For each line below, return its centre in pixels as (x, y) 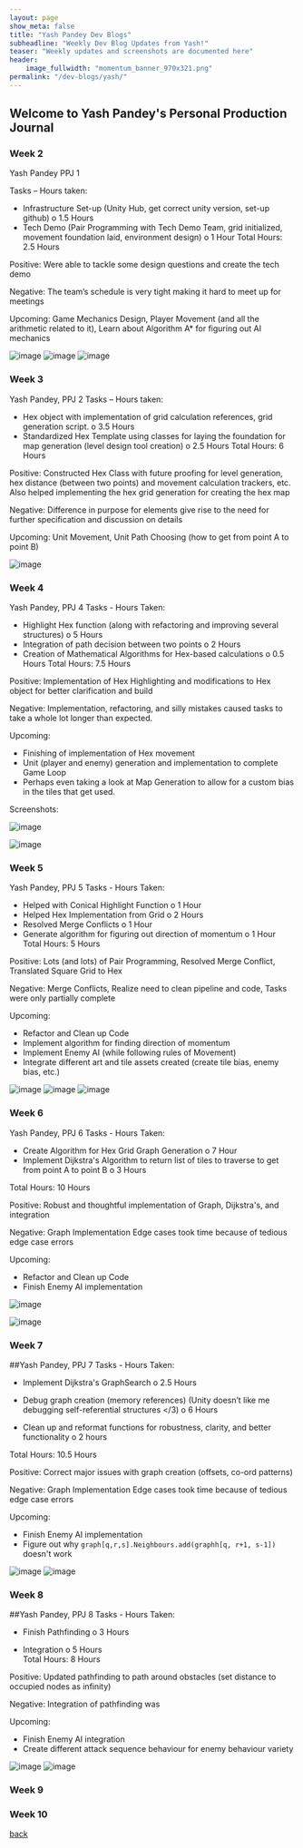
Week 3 (26, 379)
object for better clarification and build (81, 691)
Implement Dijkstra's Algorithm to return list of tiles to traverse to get (151, 1160)
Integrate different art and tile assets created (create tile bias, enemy (151, 1062)
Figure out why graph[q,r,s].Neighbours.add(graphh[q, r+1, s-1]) (149, 1544)
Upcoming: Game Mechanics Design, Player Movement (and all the (135, 319)
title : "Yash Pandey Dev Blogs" (70, 34)
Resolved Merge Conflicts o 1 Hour (87, 924)
